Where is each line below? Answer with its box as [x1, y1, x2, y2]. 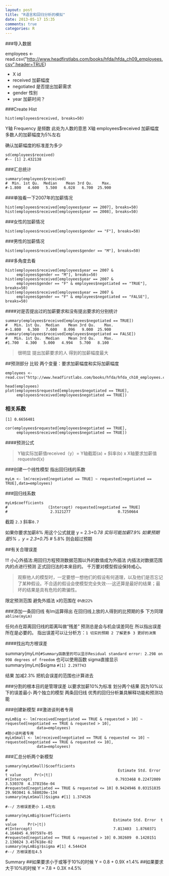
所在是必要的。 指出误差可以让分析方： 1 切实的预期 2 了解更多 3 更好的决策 [5, 630, 156, 636]
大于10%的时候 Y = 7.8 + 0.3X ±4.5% [5, 865, 82, 871]
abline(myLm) [5, 614, 33, 619]
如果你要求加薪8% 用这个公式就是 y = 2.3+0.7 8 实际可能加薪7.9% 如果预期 [5, 530, 160, 536]
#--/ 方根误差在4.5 [5, 849, 42, 855]
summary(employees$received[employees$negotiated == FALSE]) [5, 331, 136, 337]
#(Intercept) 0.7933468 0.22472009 [5, 777, 161, 782]
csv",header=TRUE [5, 62, 45, 68]
